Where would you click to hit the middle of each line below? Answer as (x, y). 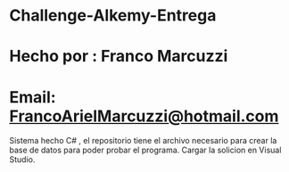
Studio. (22, 160)
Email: (33, 97)
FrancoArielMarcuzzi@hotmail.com (144, 116)
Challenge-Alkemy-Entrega (113, 16)
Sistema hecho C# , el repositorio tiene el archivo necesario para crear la (143, 141)
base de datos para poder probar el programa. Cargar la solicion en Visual (145, 150)
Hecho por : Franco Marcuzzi (119, 57)
